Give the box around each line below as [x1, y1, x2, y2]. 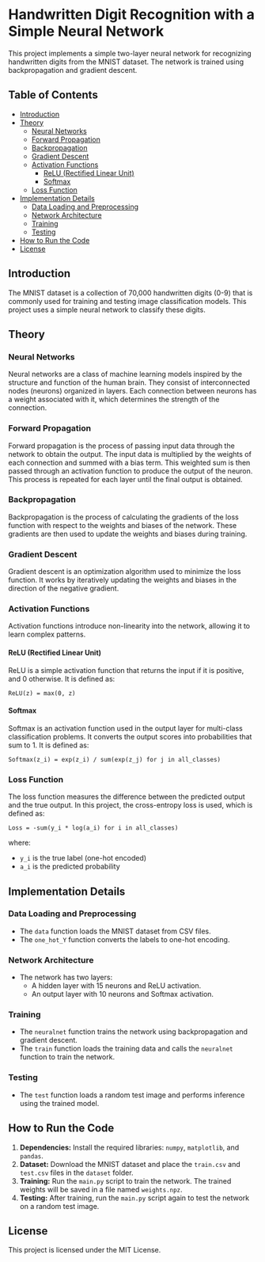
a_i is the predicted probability [19, 861, 120, 872]
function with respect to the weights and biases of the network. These [8, 520, 237, 530]
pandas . [19, 1150, 44, 1161]
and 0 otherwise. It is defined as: [8, 674, 115, 683]
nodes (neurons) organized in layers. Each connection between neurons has [8, 386, 257, 396]
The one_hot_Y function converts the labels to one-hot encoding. [19, 934, 230, 944]
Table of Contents [8, 89, 99, 102]
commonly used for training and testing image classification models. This [8, 296, 247, 306]
